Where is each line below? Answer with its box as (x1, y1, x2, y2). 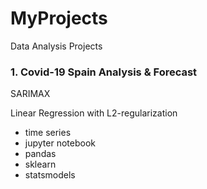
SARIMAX (10, 88, 51, 100)
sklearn (24, 158, 57, 171)
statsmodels (24, 169, 76, 181)
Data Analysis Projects (10, 40, 103, 52)
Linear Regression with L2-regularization (10, 107, 178, 119)
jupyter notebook (24, 137, 96, 149)
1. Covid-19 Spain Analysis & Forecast (10, 65, 198, 79)
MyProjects (10, 7, 108, 30)
